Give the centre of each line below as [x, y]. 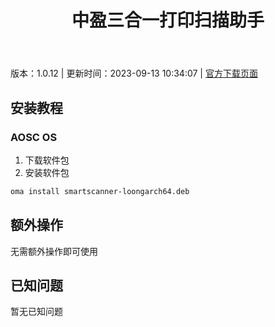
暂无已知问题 [36, 312]
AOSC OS [34, 137]
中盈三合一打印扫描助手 [168, 20]
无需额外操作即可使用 [54, 251]
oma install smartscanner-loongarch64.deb [100, 191]
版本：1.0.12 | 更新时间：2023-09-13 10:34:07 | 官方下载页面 [134, 73]
